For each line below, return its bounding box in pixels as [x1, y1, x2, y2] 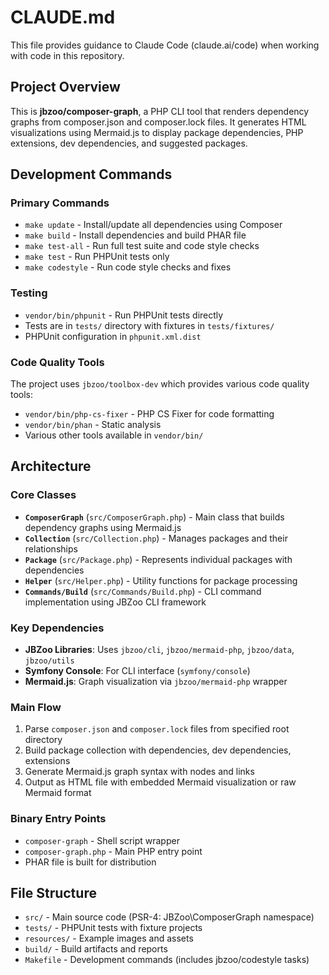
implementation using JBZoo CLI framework [24, 596, 207, 608]
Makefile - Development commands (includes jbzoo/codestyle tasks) [24, 954, 310, 966]
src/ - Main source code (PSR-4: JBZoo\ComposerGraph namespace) [24, 911, 315, 923]
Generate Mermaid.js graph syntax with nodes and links [24, 766, 255, 778]
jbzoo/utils [24, 656, 75, 666]
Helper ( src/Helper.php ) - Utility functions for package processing [24, 574, 298, 586]
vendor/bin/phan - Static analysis [24, 419, 162, 431]
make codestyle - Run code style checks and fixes [24, 261, 232, 273]
